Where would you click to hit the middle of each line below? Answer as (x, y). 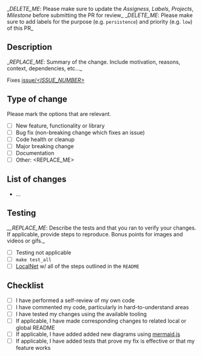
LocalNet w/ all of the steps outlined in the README (77, 266)
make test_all (33, 260)
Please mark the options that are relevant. (59, 114)
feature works (33, 348)
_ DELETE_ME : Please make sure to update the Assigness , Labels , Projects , (100, 9)
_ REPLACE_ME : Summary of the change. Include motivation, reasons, (94, 62)
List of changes (37, 180)
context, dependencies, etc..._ (45, 68)
